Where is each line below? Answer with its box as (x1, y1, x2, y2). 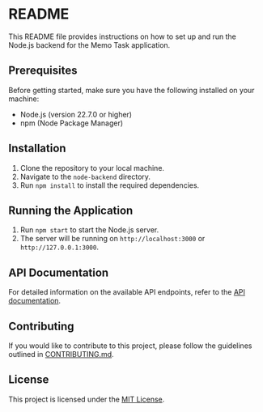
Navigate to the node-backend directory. (19, 172, 151, 181)
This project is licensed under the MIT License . (8, 394, 165, 404)
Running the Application (8, 203, 134, 217)
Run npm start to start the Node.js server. (19, 225, 159, 235)
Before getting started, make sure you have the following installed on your (8, 85, 255, 95)
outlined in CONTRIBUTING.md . (8, 350, 115, 359)
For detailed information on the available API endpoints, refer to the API (8, 287, 245, 297)
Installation (8, 142, 66, 155)
